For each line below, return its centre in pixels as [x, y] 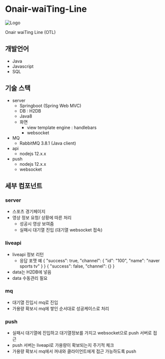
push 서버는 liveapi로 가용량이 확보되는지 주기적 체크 [63, 345]
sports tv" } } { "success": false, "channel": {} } [67, 266]
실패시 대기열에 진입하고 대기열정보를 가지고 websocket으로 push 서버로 [82, 333]
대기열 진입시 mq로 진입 [35, 302]
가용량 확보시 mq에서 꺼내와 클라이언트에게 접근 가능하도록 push [74, 351]
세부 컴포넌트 [24, 186]
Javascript [23, 66]
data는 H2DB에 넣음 [32, 272]
